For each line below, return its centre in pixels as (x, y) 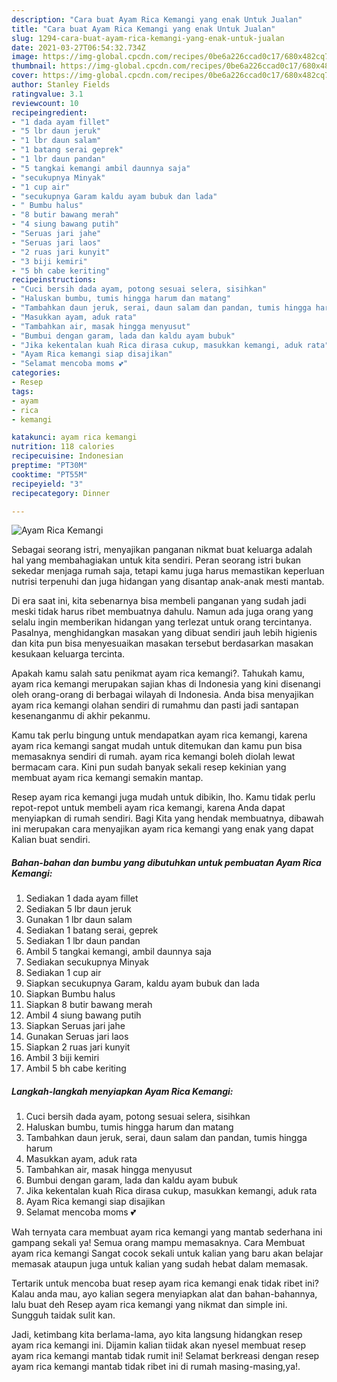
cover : (25, 76)
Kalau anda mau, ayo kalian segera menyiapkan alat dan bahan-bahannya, (164, 1294)
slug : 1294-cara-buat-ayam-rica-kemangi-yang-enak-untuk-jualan (148, 38)
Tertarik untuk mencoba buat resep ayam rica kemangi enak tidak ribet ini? (165, 1283)
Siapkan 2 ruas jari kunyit (78, 1047)
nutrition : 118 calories (63, 447)
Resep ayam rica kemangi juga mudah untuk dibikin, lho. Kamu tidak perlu (163, 797)
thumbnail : (34, 66)
